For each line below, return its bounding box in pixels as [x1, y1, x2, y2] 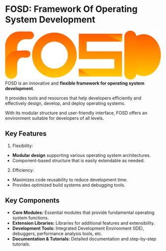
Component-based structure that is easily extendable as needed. [12, 157, 145, 163]
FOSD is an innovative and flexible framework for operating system [5, 80, 145, 86]
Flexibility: [12, 143, 33, 149]
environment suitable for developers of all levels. [5, 115, 104, 121]
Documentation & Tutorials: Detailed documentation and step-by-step [12, 236, 157, 242]
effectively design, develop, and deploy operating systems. [5, 100, 125, 106]
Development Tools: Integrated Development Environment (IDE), [12, 225, 144, 231]
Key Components [5, 197, 60, 205]
